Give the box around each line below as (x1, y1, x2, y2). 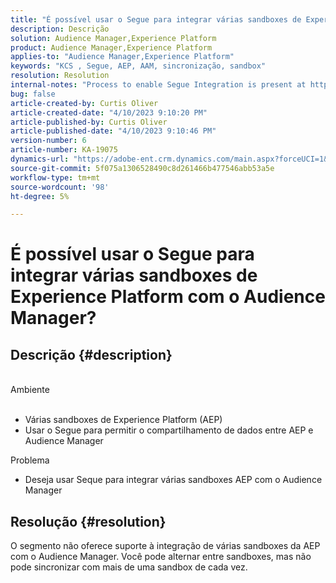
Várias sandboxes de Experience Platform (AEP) (24, 414, 223, 426)
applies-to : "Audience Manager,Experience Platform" (10, 52, 235, 62)
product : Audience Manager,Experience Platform (10, 42, 213, 53)
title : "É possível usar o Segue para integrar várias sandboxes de (10, 14, 302, 25)
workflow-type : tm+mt (10, 172, 101, 183)
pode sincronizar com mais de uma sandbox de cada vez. (10, 561, 248, 573)
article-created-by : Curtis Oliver (10, 98, 159, 108)
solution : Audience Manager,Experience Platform (10, 33, 217, 43)
